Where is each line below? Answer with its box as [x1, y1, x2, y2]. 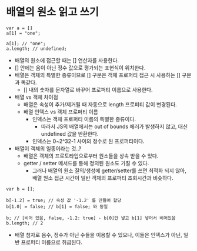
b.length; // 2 [6, 220, 44, 226]
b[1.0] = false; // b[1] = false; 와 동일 [6, 203, 108, 209]
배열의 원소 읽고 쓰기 [6, 5, 99, 19]
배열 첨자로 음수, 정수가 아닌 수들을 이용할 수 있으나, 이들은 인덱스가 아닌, [14, 231, 182, 238]
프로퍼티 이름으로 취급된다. [21, 239, 83, 246]
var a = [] [6, 25, 33, 31]
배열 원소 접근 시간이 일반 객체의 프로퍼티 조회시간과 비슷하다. [32, 174, 173, 181]
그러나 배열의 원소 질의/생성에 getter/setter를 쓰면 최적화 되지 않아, [32, 167, 186, 174]
